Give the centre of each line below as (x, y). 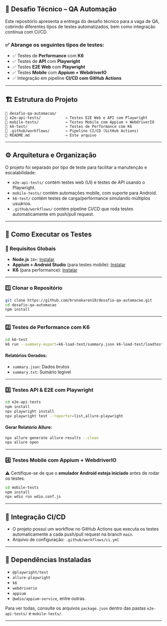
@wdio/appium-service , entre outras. (49, 598)
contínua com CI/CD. (27, 32)
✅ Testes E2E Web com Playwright (49, 67)
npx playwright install (30, 411)
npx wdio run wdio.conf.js (33, 497)
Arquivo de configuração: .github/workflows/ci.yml (66, 540)
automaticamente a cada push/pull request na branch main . (73, 534)
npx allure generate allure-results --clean (52, 438)
